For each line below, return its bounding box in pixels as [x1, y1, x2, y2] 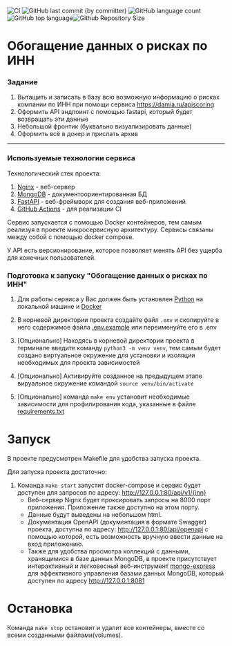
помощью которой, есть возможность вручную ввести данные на [27, 533, 223, 541]
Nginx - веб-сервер [17, 182, 75, 191]
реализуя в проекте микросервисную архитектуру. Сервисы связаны [7, 225, 214, 234]
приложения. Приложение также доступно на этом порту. [27, 503, 200, 511]
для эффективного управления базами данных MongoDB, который [27, 569, 224, 578]
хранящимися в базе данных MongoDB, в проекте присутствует [27, 555, 217, 563]
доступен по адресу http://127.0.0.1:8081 [27, 577, 145, 585]
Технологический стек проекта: [7, 169, 101, 178]
